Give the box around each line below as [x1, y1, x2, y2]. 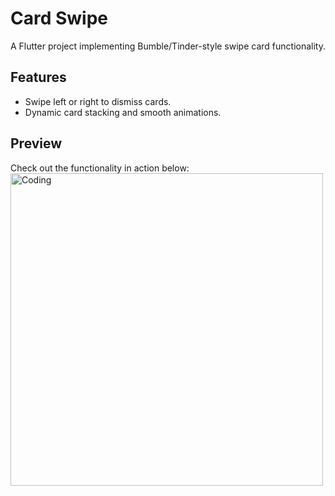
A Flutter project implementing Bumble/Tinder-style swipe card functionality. [10, 40, 326, 52]
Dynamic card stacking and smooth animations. [24, 106, 222, 118]
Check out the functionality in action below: [10, 162, 190, 174]
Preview [10, 135, 63, 152]
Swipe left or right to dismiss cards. [24, 95, 172, 107]
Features [10, 69, 67, 86]
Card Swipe [10, 7, 109, 30]
